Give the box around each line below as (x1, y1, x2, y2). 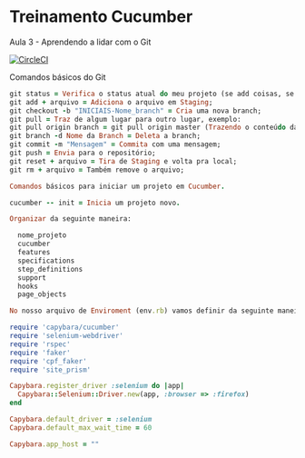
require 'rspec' (9, 339, 71, 349)
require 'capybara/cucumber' (9, 323, 120, 333)
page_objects (17, 290, 67, 299)
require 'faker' (9, 348, 71, 357)
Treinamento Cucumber (9, 6, 193, 27)
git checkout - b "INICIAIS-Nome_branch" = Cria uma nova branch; (9, 106, 261, 115)
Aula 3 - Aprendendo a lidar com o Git (9, 36, 152, 47)
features (17, 248, 51, 257)
